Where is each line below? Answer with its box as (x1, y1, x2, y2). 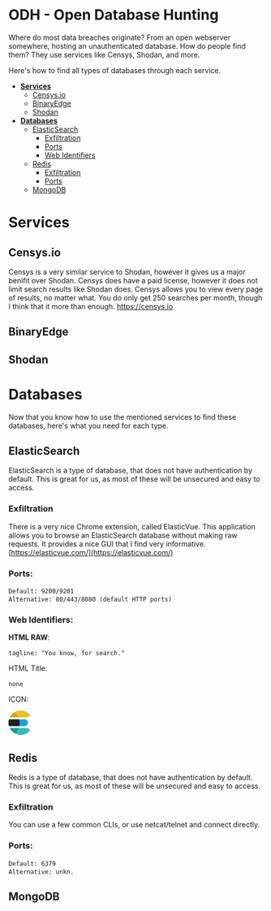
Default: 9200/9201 (8, 587, 75, 596)
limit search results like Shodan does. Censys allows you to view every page (8, 284, 264, 294)
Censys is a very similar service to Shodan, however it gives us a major (8, 266, 246, 277)
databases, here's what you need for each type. (8, 421, 169, 430)
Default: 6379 (8, 859, 57, 868)
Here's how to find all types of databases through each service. (8, 65, 222, 75)
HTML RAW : (8, 633, 50, 642)
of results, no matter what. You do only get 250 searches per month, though (8, 292, 263, 302)
